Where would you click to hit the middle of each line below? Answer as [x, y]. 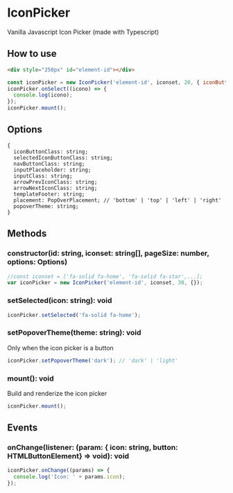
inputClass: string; [43, 176]
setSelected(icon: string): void [60, 301]
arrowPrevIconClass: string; [55, 182]
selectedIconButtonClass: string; [63, 157]
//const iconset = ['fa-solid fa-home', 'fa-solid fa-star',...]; [105, 276]
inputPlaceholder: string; [52, 170]
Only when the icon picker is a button [61, 347]
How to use [32, 54]
